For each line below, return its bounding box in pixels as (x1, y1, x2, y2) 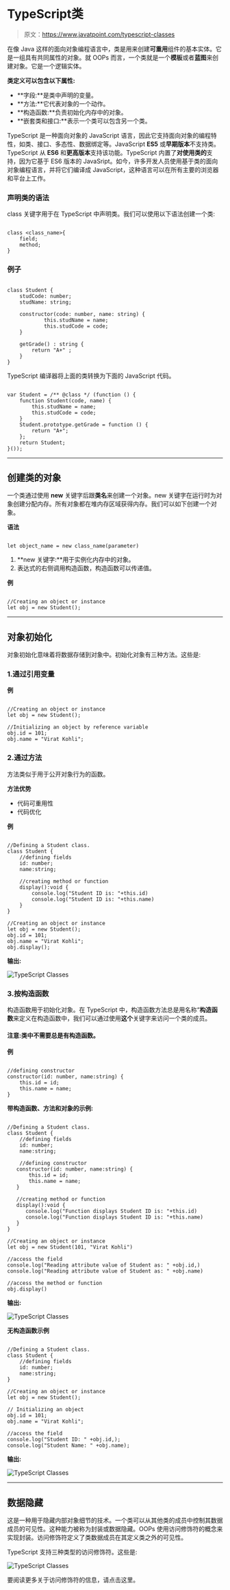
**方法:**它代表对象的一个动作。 (16, 99, 110, 108)
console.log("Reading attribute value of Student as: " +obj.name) (7, 1268, 204, 1275)
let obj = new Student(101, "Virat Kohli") (7, 1244, 133, 1251)
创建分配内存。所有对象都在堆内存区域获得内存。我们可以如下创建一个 (12, 500, 211, 508)
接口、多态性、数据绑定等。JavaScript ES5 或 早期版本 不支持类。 (36, 140, 220, 148)
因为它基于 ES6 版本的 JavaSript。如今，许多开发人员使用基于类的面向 (18, 157, 218, 165)
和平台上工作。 (7, 174, 49, 182)
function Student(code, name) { (19, 397, 112, 404)
